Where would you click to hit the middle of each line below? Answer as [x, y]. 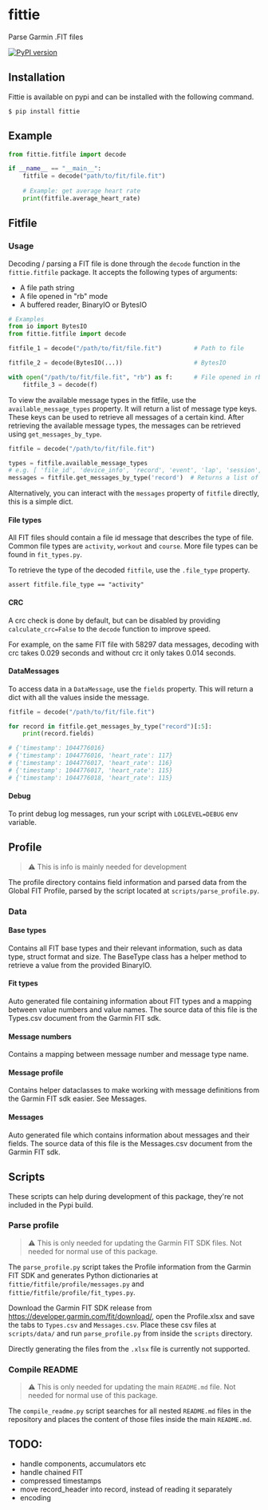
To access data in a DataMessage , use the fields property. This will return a [131, 688]
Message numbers [40, 1036]
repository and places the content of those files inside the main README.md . [130, 1420]
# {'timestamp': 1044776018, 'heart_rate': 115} [91, 778]
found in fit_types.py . [45, 555]
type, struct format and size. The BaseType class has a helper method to [128, 956]
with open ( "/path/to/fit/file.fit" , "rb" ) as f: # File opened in [130, 377]
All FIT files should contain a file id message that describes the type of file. [131, 538]
